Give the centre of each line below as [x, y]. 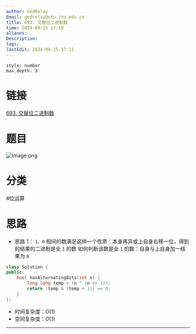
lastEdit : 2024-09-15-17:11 [40, 50]
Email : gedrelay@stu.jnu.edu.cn [45, 17]
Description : [22, 39]
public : [15, 273]
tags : [13, 44]
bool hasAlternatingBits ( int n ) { [58, 278]
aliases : [17, 33]
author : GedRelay [27, 11]
